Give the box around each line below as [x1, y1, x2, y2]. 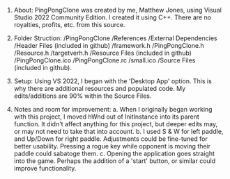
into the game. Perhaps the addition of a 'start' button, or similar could [13, 157, 216, 165]
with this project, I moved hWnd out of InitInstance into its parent [13, 112, 200, 121]
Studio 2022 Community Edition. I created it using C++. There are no [13, 13, 211, 22]
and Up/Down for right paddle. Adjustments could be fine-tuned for [13, 135, 208, 143]
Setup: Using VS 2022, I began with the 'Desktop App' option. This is [13, 77, 213, 85]
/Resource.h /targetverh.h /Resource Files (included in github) [13, 49, 192, 57]
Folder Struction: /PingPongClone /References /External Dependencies [13, 34, 217, 42]
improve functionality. [13, 164, 77, 172]
